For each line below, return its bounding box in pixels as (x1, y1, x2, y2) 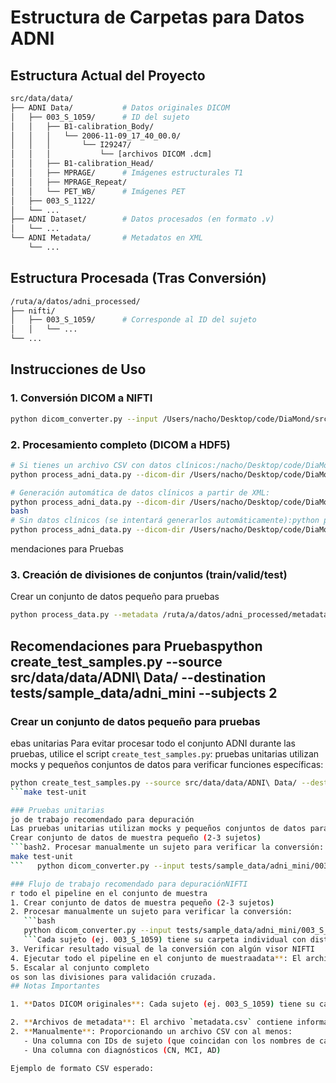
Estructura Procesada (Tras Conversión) (10, 270, 267, 287)
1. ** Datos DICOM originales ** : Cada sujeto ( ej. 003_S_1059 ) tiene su (10, 999, 315, 1010)
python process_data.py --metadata (10, 610, 159, 620)
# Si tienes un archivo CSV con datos (10, 460, 172, 470)
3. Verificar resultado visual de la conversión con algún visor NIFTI (10, 944, 315, 954)
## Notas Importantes (10, 981, 101, 991)
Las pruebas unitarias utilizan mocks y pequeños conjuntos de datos (10, 824, 307, 834)
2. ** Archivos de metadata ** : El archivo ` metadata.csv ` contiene (10, 1017, 293, 1028)
